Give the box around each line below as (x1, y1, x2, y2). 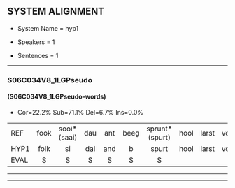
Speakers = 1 (17, 38, 55, 46)
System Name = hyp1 (17, 24, 79, 32)
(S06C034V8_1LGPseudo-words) (7, 92, 106, 101)
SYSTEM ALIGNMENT (7, 6, 105, 17)
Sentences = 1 (17, 51, 59, 59)
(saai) (58, 132, 78, 142)
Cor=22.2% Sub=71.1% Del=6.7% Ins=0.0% (17, 108, 144, 116)
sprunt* (146, 124, 173, 133)
